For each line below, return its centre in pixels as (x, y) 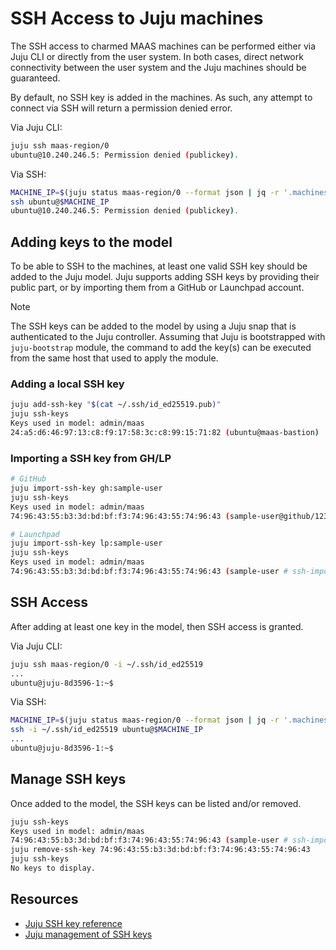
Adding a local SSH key (67, 384)
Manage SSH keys (68, 779)
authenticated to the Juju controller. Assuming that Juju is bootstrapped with (168, 337)
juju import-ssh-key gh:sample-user (86, 488)
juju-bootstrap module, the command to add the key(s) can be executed (161, 348)
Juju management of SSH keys (88, 934)
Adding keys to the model (91, 242)
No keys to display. (53, 868)
